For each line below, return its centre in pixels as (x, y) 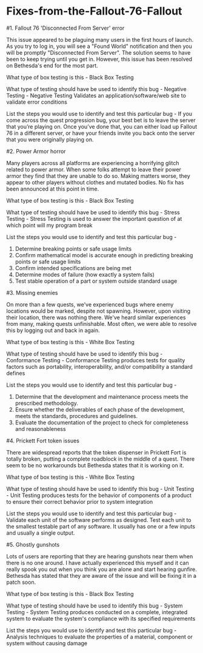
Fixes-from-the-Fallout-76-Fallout (94, 11)
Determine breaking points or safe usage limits (73, 249)
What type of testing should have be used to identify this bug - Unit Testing (100, 489)
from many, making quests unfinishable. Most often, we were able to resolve (101, 323)
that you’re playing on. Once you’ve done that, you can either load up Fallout (102, 126)
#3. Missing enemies (32, 293)
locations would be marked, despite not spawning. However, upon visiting (98, 311)
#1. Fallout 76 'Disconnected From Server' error (65, 28)
